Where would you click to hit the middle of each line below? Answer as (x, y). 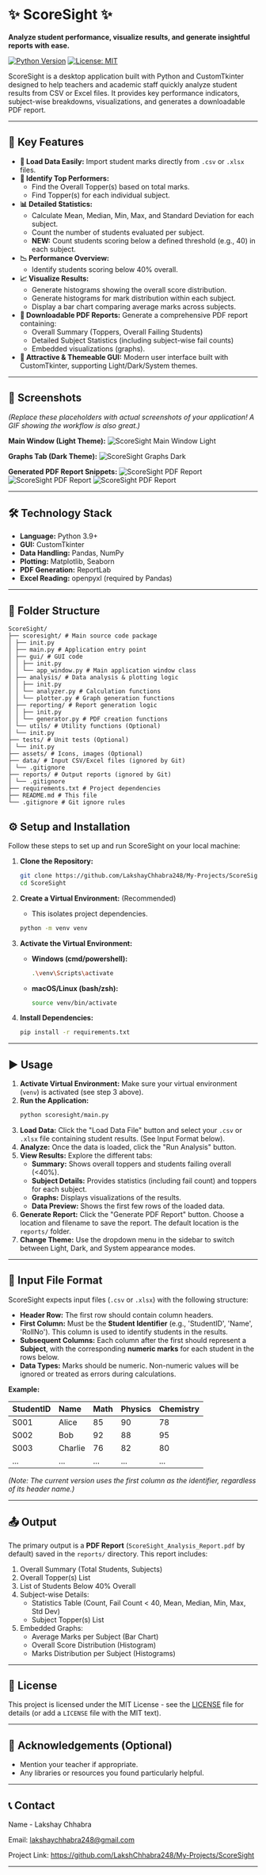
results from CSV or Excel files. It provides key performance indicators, (124, 93)
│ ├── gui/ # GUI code (46, 657)
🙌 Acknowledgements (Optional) (90, 1745)
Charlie (72, 1448)
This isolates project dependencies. (89, 913)
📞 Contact (32, 1805)
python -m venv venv (53, 928)
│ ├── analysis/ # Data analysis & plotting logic (93, 678)
